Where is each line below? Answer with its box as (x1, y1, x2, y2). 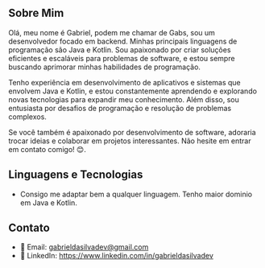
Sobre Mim (8, 6, 64, 20)
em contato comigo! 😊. (8, 144, 86, 154)
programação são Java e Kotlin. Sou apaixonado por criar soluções (8, 44, 231, 55)
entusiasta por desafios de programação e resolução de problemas (8, 103, 232, 113)
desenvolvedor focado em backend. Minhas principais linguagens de (8, 36, 238, 46)
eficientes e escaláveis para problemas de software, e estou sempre (8, 53, 235, 63)
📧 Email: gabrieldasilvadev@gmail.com (19, 242, 149, 252)
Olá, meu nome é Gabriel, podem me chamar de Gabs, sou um (8, 27, 216, 37)
